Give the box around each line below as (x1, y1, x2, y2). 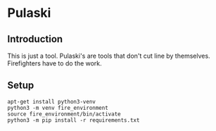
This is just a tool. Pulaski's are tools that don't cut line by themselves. (7, 51, 210, 60)
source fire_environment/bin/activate (7, 111, 121, 118)
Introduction (7, 33, 63, 45)
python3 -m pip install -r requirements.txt (7, 116, 140, 124)
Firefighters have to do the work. (7, 59, 102, 68)
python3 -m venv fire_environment (7, 104, 109, 111)
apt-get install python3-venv (7, 98, 96, 105)
